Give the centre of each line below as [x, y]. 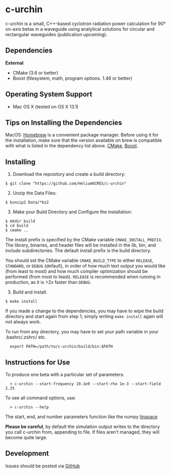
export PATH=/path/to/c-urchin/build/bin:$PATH [62, 347]
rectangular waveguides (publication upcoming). [56, 34]
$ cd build [17, 226]
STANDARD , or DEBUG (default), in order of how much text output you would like [86, 266]
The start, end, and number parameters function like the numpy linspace [81, 417]
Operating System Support [49, 94]
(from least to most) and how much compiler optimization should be [77, 272]
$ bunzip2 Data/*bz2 [27, 202]
